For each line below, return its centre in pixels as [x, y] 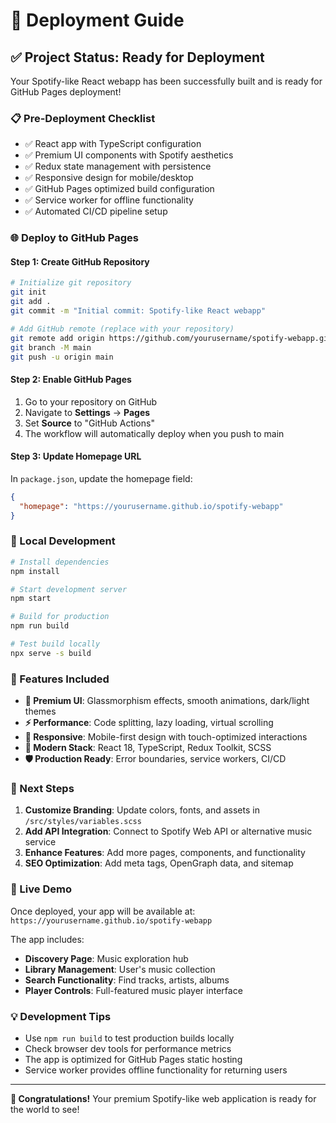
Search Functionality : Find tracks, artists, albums [127, 980]
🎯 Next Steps [42, 788]
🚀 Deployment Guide [97, 20]
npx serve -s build [51, 653]
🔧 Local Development [63, 541]
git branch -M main [51, 347]
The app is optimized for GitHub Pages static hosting [133, 1059]
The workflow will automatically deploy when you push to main [154, 433]
